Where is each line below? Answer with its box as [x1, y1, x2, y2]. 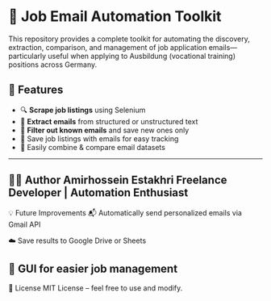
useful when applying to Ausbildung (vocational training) [48, 51, 236, 61]
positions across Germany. [8, 60, 98, 69]
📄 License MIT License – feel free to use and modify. [8, 283, 183, 293]
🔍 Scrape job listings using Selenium [19, 105, 146, 115]
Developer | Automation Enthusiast [8, 186, 189, 200]
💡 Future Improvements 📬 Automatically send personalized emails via [8, 207, 242, 217]
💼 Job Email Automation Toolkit [8, 7, 222, 26]
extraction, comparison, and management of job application [8, 42, 207, 52]
